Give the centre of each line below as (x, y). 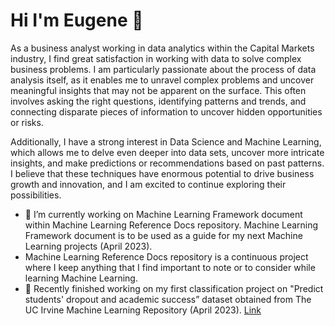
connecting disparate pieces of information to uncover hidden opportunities (166, 111)
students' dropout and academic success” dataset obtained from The (168, 299)
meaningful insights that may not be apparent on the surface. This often (158, 90)
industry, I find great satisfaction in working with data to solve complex (156, 58)
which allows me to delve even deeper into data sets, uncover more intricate (167, 152)
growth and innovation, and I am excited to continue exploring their (148, 184)
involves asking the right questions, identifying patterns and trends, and (158, 101)
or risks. (27, 122)
